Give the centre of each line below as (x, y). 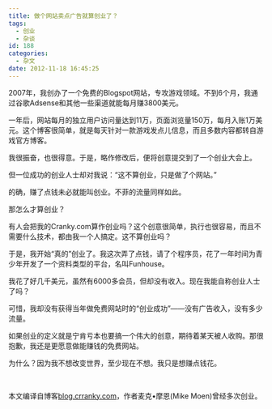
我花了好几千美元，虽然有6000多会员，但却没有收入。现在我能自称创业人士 (134, 281)
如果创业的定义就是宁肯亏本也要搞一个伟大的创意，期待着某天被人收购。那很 (136, 335)
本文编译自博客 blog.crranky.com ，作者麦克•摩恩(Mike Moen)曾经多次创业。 (135, 396)
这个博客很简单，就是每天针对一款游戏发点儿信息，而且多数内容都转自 (139, 130)
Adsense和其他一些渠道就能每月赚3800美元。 (106, 103)
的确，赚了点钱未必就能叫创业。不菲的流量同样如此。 (97, 192)
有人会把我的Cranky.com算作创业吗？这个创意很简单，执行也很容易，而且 (132, 226)
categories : (28, 53)
